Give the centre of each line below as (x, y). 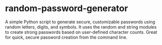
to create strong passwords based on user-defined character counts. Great (81, 32)
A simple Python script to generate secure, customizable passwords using (80, 22)
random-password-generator (67, 8)
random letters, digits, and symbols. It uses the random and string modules (81, 27)
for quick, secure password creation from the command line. (66, 37)
